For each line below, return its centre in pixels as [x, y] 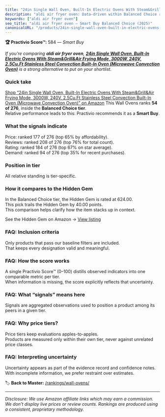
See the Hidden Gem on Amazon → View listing [53, 220]
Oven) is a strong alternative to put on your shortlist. [58, 69]
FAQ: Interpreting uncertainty [41, 357]
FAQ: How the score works [37, 261]
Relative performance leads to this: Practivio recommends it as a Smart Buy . [82, 113]
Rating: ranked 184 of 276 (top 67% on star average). [59, 147]
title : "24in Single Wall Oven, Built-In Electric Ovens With [70, 10]
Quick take [18, 82]
